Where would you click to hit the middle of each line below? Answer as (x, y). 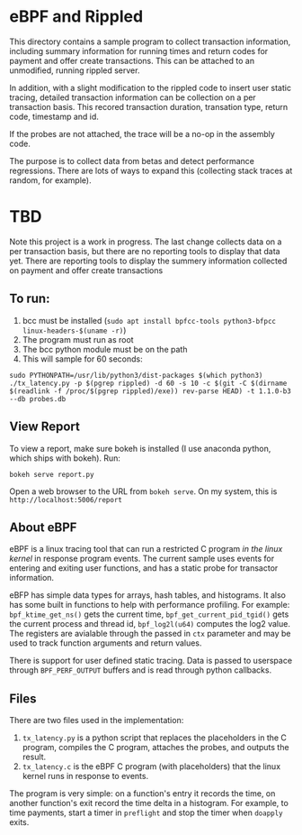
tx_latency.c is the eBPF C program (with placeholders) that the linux (151, 766)
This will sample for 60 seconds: (83, 359)
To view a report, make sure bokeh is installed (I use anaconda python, (140, 448)
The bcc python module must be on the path (105, 349)
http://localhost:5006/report (66, 500)
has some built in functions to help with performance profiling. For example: (150, 605)
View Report (45, 427)
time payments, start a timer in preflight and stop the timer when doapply (146, 812)
